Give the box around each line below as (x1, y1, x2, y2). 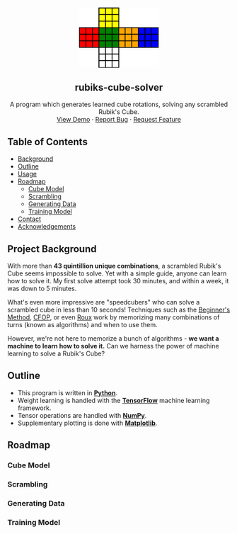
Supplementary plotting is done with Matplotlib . (17, 419, 158, 427)
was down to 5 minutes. (7, 284, 77, 292)
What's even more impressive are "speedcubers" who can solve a (7, 297, 200, 306)
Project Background (7, 243, 97, 255)
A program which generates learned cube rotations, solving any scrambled (9, 100, 229, 109)
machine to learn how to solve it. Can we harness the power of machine (7, 341, 219, 350)
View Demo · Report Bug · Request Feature (56, 115, 182, 124)
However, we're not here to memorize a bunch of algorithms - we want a (7, 334, 219, 343)
